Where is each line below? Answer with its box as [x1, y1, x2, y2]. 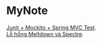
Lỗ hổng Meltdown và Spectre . [6, 30, 84, 37]
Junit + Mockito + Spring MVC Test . [6, 24, 97, 31]
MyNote [6, 4, 48, 18]
